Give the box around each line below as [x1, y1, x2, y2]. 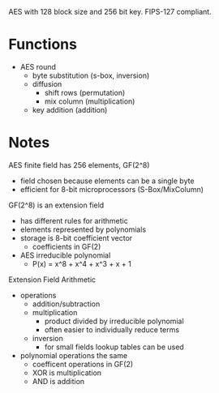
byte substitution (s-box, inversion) [32, 70, 150, 80]
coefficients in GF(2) [32, 241, 101, 251]
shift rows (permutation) [44, 88, 126, 97]
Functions [8, 36, 77, 53]
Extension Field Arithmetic [8, 275, 97, 284]
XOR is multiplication [32, 368, 102, 378]
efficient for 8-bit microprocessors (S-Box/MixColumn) [19, 184, 204, 194]
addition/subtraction [32, 299, 101, 309]
